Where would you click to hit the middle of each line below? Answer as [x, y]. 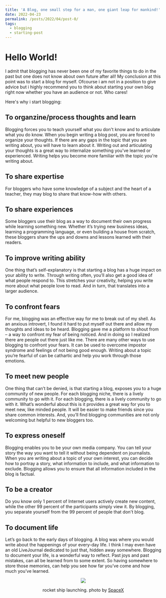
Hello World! [31, 57]
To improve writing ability [45, 258]
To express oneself [35, 435]
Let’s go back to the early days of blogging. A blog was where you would [80, 539]
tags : [11, 24]
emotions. [15, 361]
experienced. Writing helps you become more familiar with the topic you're [81, 156]
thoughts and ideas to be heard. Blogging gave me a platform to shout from [82, 329]
